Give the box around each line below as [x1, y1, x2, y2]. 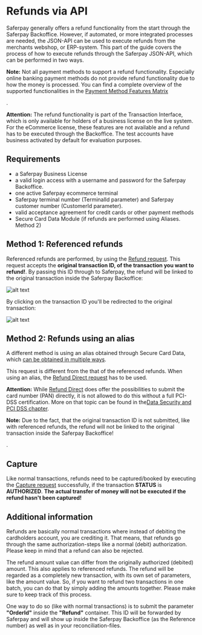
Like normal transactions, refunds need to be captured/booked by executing [6, 475, 197, 482]
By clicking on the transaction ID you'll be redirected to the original [6, 298, 172, 305]
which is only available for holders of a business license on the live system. [6, 117, 194, 125]
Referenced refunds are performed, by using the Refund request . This [6, 255, 181, 262]
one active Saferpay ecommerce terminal [15, 189, 119, 197]
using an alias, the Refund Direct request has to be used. [6, 374, 148, 382]
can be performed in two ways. [6, 56, 85, 63]
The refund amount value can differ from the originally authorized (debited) [6, 559, 194, 566]
